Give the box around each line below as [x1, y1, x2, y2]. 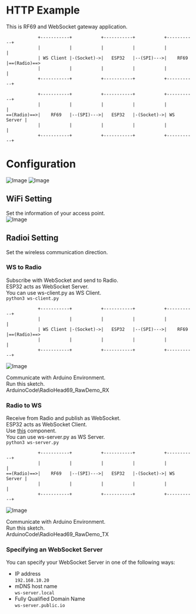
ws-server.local [14, 590, 55, 596]
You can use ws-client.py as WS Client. [6, 289, 102, 296]
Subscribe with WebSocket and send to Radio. [6, 277, 119, 284]
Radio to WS [6, 401, 42, 409]
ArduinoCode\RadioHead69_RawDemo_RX [6, 386, 109, 393]
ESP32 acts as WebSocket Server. [6, 283, 89, 290]
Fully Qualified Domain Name [14, 595, 85, 602]
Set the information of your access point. [6, 209, 105, 216]
